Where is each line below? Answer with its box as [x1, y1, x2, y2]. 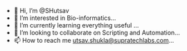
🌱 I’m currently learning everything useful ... [13, 21, 139, 29]
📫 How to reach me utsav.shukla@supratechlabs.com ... [13, 37, 175, 44]
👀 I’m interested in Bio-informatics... [13, 14, 116, 22]
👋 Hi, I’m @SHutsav [13, 7, 69, 14]
